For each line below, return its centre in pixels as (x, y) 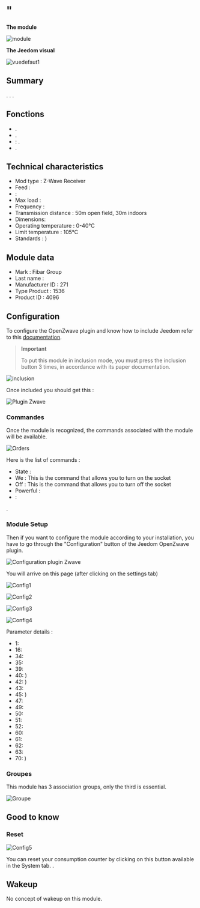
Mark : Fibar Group (38, 272)
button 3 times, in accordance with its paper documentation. (95, 367)
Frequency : (30, 207)
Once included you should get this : (50, 390)
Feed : (23, 187)
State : (23, 471)
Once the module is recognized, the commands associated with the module (100, 431)
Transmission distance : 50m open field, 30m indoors (81, 213)
